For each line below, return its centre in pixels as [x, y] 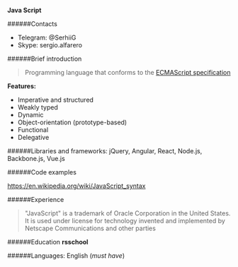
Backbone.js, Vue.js [36, 159]
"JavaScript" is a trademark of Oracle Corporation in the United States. [127, 213]
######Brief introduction [45, 59]
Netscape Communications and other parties [90, 228]
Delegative [33, 137]
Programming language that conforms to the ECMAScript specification [127, 72]
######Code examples [42, 172]
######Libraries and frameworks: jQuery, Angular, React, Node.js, [105, 151]
